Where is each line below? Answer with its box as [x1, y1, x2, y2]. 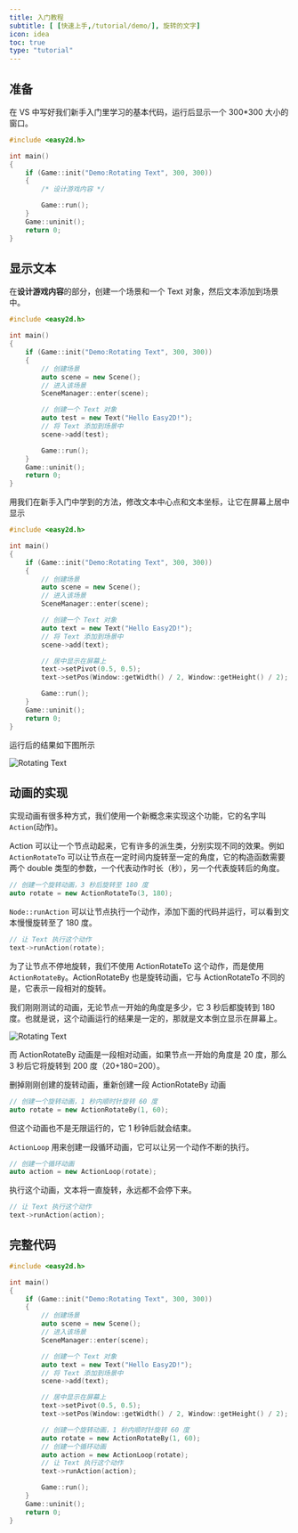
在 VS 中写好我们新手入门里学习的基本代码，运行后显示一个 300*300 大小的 [9, 106, 289, 117]
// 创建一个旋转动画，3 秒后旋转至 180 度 [9, 881, 149, 890]
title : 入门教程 [9, 12, 64, 22]
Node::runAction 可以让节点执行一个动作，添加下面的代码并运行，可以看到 [9, 906, 282, 917]
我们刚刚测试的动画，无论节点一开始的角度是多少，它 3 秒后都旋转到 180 [9, 1001, 276, 1012]
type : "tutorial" [9, 46, 74, 55]
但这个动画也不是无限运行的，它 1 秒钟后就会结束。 [9, 1122, 197, 1133]
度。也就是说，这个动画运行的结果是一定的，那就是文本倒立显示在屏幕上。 [9, 1013, 282, 1023]
